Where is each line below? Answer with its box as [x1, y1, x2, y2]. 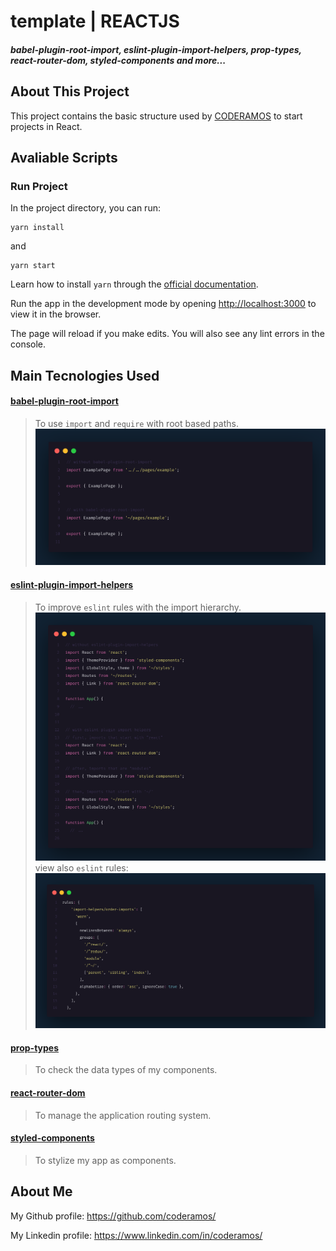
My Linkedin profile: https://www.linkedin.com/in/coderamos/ [10, 1229, 263, 1241]
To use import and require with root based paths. [34, 417, 239, 429]
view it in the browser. [10, 308, 102, 320]
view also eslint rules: [34, 862, 129, 874]
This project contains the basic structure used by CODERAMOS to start [10, 110, 303, 122]
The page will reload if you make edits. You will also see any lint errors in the [10, 328, 325, 340]
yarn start [10, 261, 56, 271]
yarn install [10, 223, 65, 233]
